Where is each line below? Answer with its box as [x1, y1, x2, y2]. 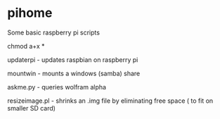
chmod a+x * [7, 42, 45, 50]
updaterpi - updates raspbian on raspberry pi [7, 55, 138, 64]
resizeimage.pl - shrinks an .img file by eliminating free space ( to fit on [7, 96, 214, 105]
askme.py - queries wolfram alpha [7, 82, 107, 91]
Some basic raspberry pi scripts [7, 28, 101, 37]
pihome [7, 5, 53, 21]
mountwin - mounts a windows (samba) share [7, 69, 141, 77]
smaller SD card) [7, 104, 56, 112]
